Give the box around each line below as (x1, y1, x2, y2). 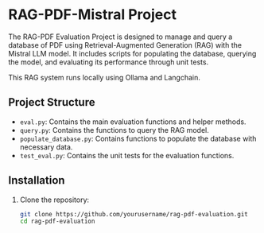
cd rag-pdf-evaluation (19, 217, 95, 226)
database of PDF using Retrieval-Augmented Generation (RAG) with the (8, 40, 243, 49)
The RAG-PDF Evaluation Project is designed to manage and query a (8, 32, 233, 41)
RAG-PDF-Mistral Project (8, 6, 177, 24)
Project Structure (8, 95, 95, 109)
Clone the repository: (19, 195, 90, 204)
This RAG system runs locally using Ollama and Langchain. (8, 72, 201, 82)
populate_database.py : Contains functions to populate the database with (19, 134, 257, 143)
